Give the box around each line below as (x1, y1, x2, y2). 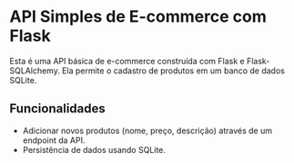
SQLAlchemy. (9, 65, 61, 76)
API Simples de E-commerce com (9, 6, 267, 27)
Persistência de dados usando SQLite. (22, 144, 167, 155)
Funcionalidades (9, 101, 106, 117)
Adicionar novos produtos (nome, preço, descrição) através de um (22, 125, 273, 136)
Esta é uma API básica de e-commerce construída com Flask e (9, 55, 245, 66)
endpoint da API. (22, 134, 86, 146)
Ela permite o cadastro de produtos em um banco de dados (62, 65, 285, 76)
